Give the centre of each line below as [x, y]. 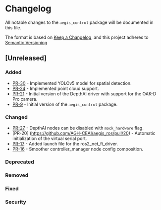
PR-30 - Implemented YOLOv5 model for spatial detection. [72, 83]
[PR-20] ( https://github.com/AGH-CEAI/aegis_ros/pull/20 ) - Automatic [84, 133]
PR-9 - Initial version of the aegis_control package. [65, 104]
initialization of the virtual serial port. [50, 138]
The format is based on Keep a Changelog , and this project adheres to [77, 37]
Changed [17, 117]
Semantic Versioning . [27, 42]
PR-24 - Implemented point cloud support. [55, 88]
